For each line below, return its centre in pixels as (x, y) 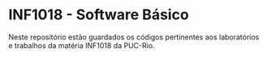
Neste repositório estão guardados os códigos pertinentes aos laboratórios (134, 37)
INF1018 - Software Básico (99, 15)
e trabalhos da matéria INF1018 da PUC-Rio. (82, 45)
